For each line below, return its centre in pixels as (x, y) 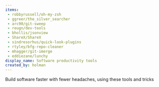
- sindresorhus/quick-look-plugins (44, 42)
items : (12, 10)
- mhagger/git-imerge (30, 51)
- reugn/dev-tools (26, 28)
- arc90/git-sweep (26, 24)
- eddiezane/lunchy (28, 56)
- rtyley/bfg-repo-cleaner (35, 47)
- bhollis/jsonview (28, 33)
